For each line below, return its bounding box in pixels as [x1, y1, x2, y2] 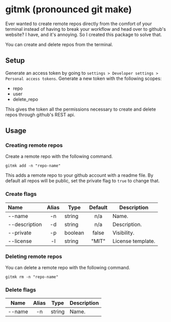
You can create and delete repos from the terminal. [5, 41, 113, 47]
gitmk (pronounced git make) [5, 4, 132, 15]
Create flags [5, 191, 37, 198]
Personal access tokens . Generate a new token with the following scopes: [5, 75, 162, 82]
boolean [64, 229, 85, 236]
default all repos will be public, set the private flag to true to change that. [5, 178, 160, 184]
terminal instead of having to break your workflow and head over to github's [5, 26, 166, 32]
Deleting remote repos [5, 253, 63, 260]
